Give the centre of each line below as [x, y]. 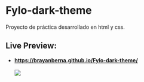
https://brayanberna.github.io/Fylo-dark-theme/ [76, 60]
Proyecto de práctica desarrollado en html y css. [65, 27]
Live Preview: [31, 46]
